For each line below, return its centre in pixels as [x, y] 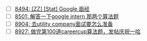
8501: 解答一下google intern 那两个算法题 [66, 16]
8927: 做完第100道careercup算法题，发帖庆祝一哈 [77, 31]
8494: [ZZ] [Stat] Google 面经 [52, 9]
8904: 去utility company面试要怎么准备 [64, 24]
